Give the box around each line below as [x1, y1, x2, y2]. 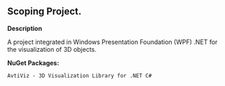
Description [7, 24, 43, 32]
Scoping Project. [7, 6, 82, 17]
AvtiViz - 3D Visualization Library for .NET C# [7, 72, 152, 79]
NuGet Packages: [7, 59, 60, 67]
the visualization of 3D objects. [7, 45, 97, 53]
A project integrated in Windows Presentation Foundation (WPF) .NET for [7, 38, 218, 46]
